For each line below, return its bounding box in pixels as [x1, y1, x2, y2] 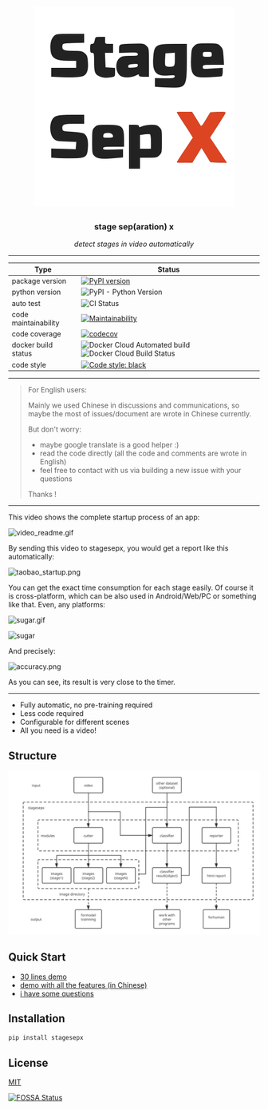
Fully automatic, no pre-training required [19, 700, 153, 710]
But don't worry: [27, 424, 82, 434]
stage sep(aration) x [94, 221, 174, 233]
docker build [11, 340, 53, 350]
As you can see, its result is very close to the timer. [8, 678, 175, 687]
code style [11, 360, 46, 369]
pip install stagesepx [8, 1034, 84, 1042]
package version [11, 277, 67, 286]
